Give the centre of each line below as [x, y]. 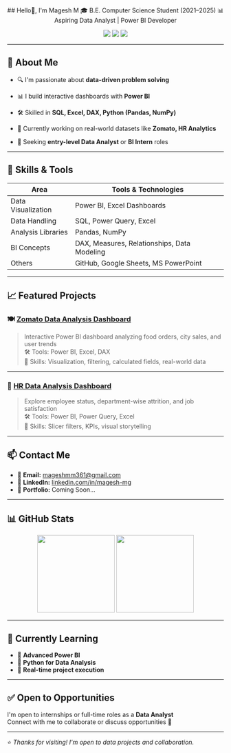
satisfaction [40, 408]
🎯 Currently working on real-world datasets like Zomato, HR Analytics [117, 128]
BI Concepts [30, 248]
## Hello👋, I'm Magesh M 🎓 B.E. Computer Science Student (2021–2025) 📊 [115, 10]
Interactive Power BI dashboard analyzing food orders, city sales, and [122, 337]
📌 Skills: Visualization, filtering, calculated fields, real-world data [115, 362]
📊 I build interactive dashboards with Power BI [83, 96]
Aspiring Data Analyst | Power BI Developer [115, 20]
